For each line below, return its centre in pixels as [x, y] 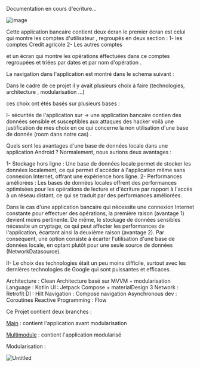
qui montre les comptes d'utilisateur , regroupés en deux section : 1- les [94, 38]
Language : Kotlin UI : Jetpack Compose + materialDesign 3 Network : [93, 287]
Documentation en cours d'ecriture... [51, 9]
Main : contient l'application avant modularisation [67, 323]
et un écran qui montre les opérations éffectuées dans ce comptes [88, 56]
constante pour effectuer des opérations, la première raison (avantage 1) [96, 213]
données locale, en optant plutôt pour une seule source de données [90, 245]
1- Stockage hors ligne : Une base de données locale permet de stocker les [99, 163]
